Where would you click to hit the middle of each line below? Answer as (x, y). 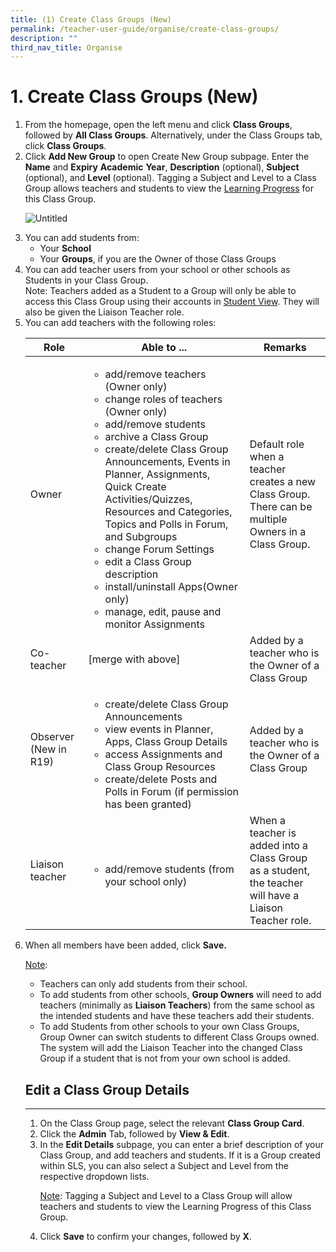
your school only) (146, 882)
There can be (281, 507)
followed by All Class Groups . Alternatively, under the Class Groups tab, (173, 135)
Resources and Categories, (168, 512)
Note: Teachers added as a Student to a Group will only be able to (160, 291)
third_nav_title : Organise (66, 47)
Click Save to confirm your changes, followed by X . (145, 1236)
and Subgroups (141, 537)
